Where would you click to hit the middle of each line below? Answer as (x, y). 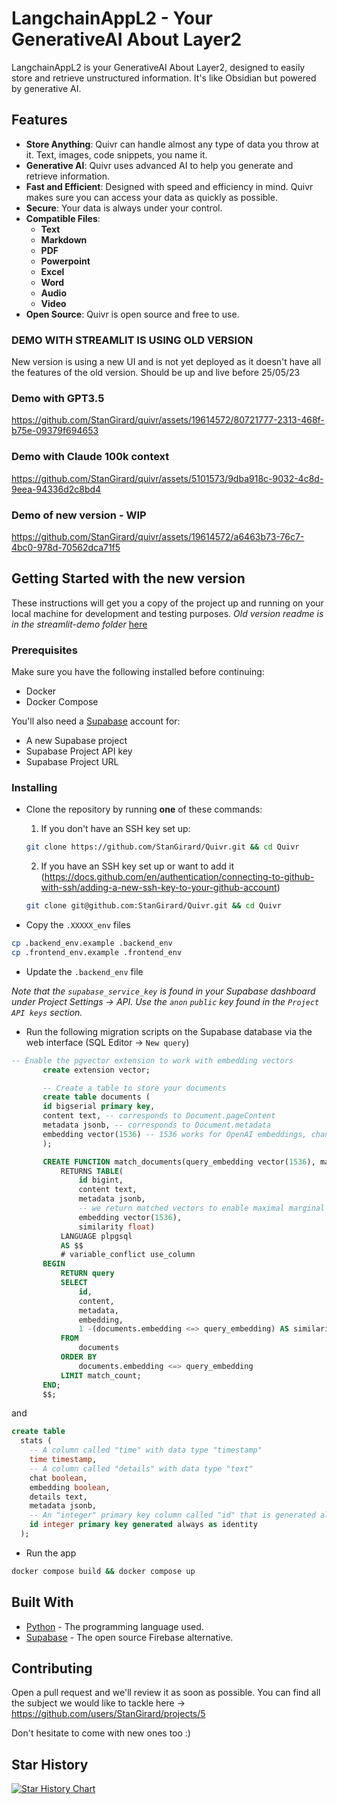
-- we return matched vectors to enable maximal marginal (202, 1208)
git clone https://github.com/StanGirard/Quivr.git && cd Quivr (162, 847)
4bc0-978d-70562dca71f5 (66, 547)
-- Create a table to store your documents (134, 1088)
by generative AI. (46, 88)
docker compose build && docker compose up (103, 1571)
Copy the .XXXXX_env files (78, 925)
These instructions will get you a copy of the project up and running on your (167, 603)
